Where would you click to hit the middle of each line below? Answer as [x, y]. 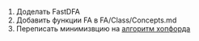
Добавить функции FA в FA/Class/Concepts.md [96, 20]
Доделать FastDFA [48, 12]
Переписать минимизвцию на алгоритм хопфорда [103, 29]
